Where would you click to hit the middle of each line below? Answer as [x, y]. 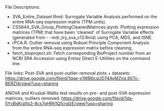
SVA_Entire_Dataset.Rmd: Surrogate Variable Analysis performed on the [85, 16]
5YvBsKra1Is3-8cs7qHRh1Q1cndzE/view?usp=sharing [59, 103]
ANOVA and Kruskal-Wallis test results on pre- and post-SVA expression [78, 93]
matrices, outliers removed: [33, 98]
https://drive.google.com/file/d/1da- [97, 98]
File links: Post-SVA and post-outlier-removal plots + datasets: [68, 73]
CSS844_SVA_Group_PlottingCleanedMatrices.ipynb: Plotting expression [85, 27]
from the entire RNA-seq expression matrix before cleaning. [72, 48]
